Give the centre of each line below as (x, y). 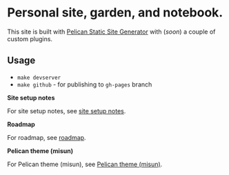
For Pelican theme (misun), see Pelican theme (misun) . (85, 164)
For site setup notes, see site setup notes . (67, 110)
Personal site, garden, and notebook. (115, 13)
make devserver (39, 78)
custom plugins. (30, 38)
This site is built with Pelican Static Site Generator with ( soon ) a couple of (111, 32)
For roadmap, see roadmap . (47, 137)
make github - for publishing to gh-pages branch (84, 84)
